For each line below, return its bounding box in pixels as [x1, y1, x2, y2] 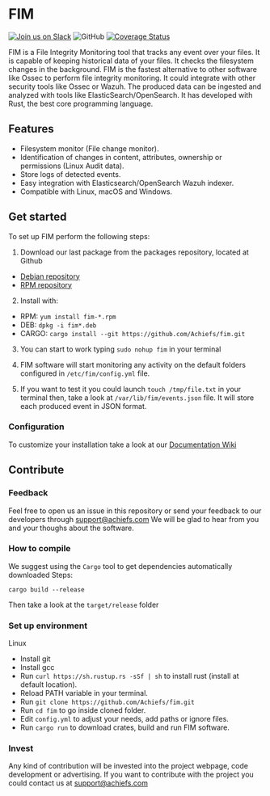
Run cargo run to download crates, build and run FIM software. [19, 722, 230, 732]
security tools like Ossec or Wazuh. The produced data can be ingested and [8, 82, 262, 91]
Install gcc [19, 663, 55, 672]
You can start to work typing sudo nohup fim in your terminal [19, 344, 221, 354]
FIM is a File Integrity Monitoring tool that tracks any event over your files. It [8, 47, 260, 57]
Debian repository [19, 272, 81, 281]
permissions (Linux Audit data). [19, 161, 124, 171]
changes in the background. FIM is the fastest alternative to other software [8, 64, 257, 74]
